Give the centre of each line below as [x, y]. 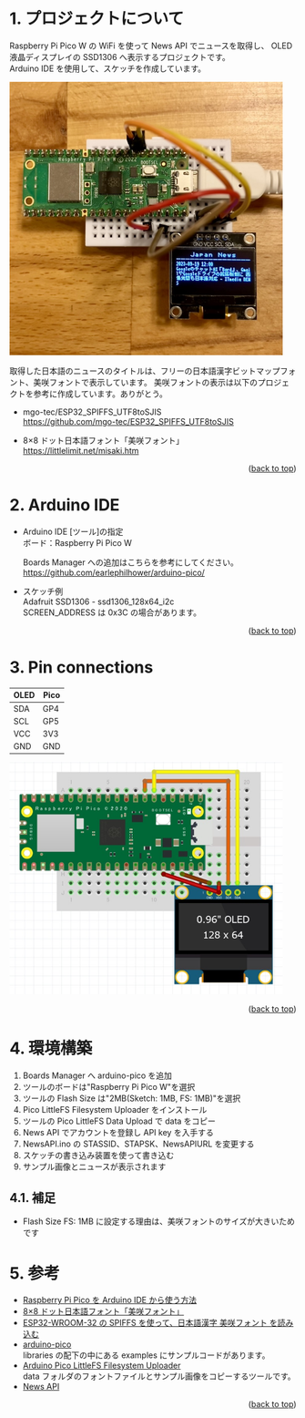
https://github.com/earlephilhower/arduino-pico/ [113, 572]
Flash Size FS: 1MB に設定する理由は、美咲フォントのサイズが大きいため [159, 1221]
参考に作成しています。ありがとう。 [101, 394]
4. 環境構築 [51, 1048]
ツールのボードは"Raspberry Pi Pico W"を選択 [109, 1086]
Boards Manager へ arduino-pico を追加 [97, 1075]
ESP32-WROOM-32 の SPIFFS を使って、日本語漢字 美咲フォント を [150, 1323]
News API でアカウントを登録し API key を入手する [118, 1132]
